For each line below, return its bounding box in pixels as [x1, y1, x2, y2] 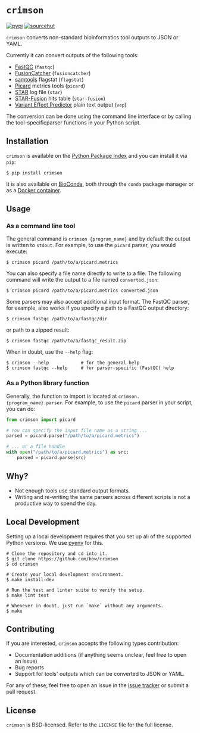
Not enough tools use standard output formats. [14, 487, 130, 494]
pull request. [6, 688, 37, 695]
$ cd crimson [6, 561, 39, 567]
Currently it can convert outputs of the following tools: [6, 51, 139, 58]
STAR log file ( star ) [14, 88, 62, 95]
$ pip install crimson [6, 170, 62, 176]
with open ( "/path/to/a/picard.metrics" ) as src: [6, 449, 129, 456]
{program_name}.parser [6, 400, 62, 406]
